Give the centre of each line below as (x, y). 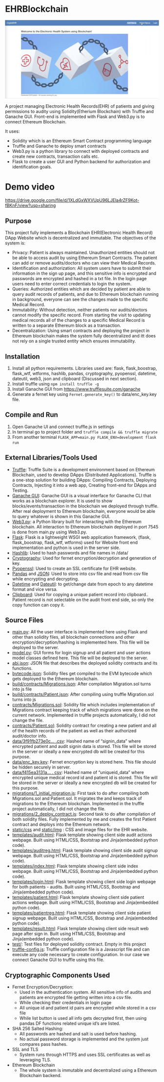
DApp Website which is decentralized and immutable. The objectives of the (81, 238)
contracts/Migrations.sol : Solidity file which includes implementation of (83, 705)
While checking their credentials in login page (65, 1003)
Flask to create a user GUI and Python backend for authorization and (81, 162)
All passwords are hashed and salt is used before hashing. (78, 1034)
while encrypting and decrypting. (45, 578)
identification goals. (32, 167)
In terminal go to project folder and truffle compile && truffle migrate (85, 432)
